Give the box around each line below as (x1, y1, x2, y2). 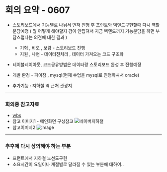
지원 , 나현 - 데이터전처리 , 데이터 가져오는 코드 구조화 (19, 51, 124, 57)
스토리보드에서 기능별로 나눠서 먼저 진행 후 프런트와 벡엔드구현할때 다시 (12, 22, 151, 28)
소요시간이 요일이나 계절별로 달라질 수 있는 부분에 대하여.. (12, 161, 124, 167)
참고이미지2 (12, 124, 36, 130)
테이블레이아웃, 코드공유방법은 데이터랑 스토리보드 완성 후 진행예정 (12, 61, 142, 67)
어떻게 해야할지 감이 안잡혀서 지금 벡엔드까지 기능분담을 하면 (38, 28, 155, 34)
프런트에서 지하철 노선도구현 (12, 155, 68, 161)
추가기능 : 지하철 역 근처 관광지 (12, 82, 72, 88)
